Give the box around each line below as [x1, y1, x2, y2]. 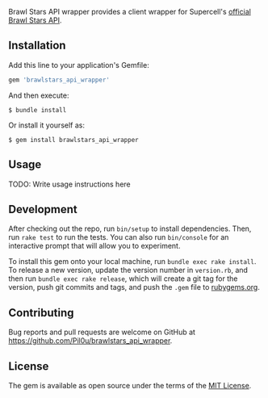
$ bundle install [8, 106, 67, 114]
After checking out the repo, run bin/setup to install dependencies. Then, [8, 224, 252, 233]
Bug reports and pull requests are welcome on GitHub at [8, 327, 196, 337]
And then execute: [8, 90, 69, 100]
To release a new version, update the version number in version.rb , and [8, 266, 249, 275]
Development [8, 202, 78, 216]
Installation [8, 39, 66, 52]
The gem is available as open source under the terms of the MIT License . [8, 380, 252, 390]
